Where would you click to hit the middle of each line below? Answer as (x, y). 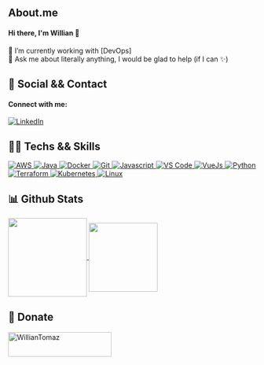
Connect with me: (38, 104)
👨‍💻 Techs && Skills (54, 146)
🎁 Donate (31, 317)
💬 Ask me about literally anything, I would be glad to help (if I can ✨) (118, 59)
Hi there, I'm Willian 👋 (44, 33)
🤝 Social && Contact (58, 84)
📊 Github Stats (46, 199)
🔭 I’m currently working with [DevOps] (70, 50)
